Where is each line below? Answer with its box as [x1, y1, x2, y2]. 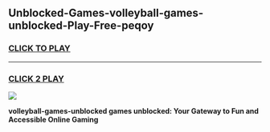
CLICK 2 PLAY [8, 73, 64, 84]
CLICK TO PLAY [8, 43, 71, 54]
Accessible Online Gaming [8, 114, 99, 124]
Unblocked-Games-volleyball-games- [8, 6, 203, 20]
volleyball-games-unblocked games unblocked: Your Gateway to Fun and [8, 106, 260, 115]
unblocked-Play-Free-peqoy [8, 19, 154, 33]
